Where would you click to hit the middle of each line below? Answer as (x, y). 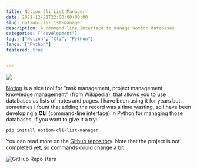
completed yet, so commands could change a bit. (66, 147)
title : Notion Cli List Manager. (47, 11)
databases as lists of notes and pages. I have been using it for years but (93, 100)
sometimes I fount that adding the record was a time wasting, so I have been (98, 107)
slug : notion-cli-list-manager (44, 22)
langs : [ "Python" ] (29, 45)
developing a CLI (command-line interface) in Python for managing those (95, 113)
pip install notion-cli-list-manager (52, 130)
